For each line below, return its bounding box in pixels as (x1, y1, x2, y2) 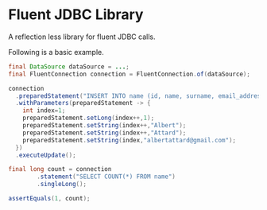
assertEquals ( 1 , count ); (8, 195, 91, 203)
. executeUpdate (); (15, 151, 77, 159)
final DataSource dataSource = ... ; (8, 62, 130, 71)
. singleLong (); (37, 181, 87, 189)
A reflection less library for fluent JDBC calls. (8, 32, 156, 41)
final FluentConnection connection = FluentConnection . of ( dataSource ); (8, 70, 250, 78)
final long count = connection (8, 165, 112, 173)
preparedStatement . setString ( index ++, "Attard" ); (22, 129, 187, 137)
